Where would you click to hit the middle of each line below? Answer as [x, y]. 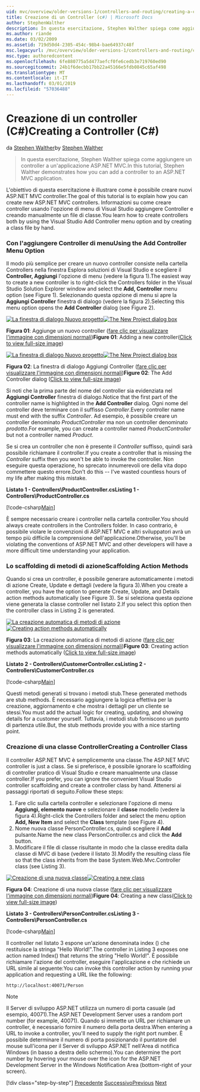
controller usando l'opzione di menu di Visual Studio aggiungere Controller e [100, 208]
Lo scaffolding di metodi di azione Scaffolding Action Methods [97, 566]
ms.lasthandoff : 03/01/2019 [41, 84]
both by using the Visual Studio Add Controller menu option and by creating [99, 221]
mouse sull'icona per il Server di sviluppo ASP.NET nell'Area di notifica [93, 1046]
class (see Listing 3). [40, 866]
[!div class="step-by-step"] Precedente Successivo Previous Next [87, 1082]
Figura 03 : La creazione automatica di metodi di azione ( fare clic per [90, 640]
